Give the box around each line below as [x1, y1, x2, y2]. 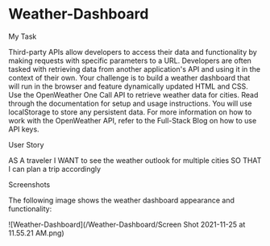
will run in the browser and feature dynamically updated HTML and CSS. [8, 81, 248, 91]
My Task [8, 31, 37, 41]
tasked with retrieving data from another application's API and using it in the [8, 64, 260, 73]
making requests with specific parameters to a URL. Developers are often [8, 56, 252, 65]
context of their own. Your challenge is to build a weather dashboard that [8, 73, 251, 82]
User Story [8, 140, 44, 149]
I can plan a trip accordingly [8, 164, 102, 173]
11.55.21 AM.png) [8, 227, 64, 238]
